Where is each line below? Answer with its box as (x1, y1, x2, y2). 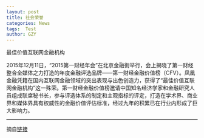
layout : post (6, 8, 39, 15)
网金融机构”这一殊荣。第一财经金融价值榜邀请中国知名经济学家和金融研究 (6, 84, 190, 91)
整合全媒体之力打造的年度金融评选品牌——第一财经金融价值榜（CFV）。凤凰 (6, 69, 195, 76)
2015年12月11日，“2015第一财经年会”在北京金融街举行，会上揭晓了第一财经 (6, 62, 194, 69)
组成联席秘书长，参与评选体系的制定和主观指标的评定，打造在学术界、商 (11, 92, 192, 99)
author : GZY (6, 31, 36, 38)
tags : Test (6, 25, 36, 32)
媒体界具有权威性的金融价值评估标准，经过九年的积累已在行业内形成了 (16, 99, 192, 107)
